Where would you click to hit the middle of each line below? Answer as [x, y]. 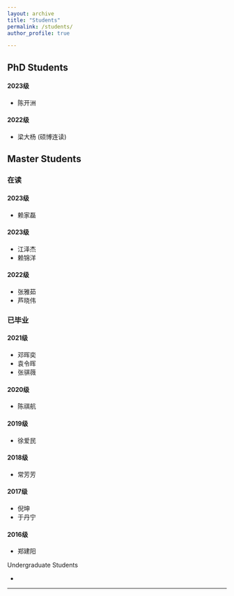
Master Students [44, 159]
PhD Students [38, 67]
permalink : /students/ [40, 26]
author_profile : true [39, 33]
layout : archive [31, 14]
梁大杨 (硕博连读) [42, 137]
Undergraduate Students [43, 565]
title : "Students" [34, 20]
